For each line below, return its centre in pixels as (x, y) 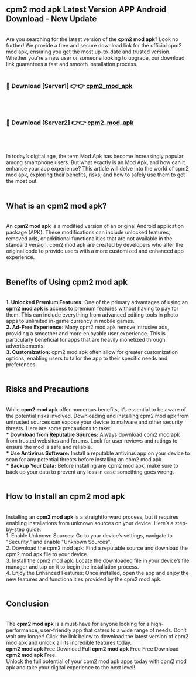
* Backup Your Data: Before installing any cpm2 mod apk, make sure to (92, 465)
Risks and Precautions (48, 389)
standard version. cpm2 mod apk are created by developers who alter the (95, 245)
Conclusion (27, 604)
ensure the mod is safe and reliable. (49, 447)
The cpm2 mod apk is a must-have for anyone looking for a (78, 624)
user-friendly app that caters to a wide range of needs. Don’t (114, 630)
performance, (23, 630)
